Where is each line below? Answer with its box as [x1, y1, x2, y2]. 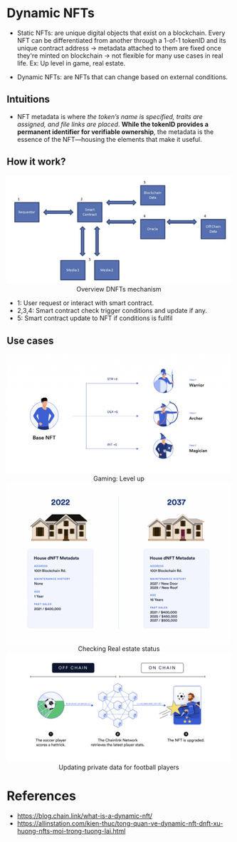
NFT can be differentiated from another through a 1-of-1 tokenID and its [16, 36, 226, 44]
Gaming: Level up [93, 474, 145, 483]
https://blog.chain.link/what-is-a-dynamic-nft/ [16, 811, 153, 820]
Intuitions [6, 93, 51, 106]
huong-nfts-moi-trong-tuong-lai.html [16, 826, 126, 835]
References [6, 788, 76, 804]
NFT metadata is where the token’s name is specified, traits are [16, 112, 204, 120]
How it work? [6, 155, 66, 168]
